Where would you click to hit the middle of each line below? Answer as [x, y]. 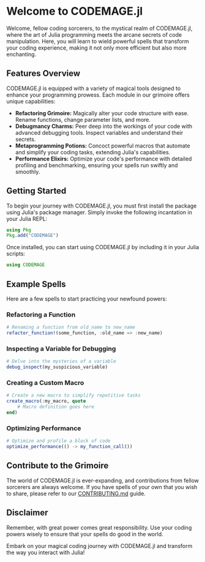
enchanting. [21, 54]
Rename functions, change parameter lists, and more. [83, 119]
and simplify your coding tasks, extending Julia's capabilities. [93, 152]
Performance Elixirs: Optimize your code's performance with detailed [103, 159]
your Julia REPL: [27, 219]
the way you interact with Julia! [46, 552]
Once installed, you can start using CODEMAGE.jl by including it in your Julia [103, 247]
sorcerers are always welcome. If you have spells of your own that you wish [102, 487]
